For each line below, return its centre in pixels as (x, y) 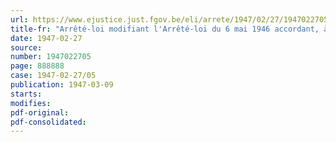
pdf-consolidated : (48, 122)
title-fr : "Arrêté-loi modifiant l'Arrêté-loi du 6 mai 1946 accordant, (165, 29)
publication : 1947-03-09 (62, 85)
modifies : (31, 103)
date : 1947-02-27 (46, 38)
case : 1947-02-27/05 (53, 76)
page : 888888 (37, 66)
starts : (26, 94)
